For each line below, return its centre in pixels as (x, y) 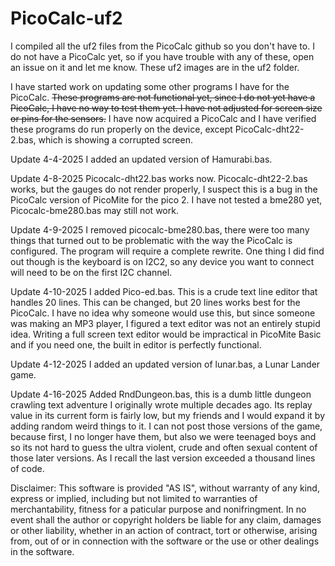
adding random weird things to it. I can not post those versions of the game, (166, 426)
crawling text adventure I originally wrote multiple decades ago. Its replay (161, 404)
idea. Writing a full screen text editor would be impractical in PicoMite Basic (166, 334)
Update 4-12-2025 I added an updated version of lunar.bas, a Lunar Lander (165, 364)
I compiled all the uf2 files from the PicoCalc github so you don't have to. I (162, 46)
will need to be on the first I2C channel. (91, 272)
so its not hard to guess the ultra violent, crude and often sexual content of (164, 447)
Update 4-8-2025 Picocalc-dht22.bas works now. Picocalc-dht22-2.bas (159, 178)
